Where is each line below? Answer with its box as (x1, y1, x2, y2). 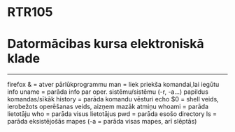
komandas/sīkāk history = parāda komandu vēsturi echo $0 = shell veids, (7, 95, 219, 104)
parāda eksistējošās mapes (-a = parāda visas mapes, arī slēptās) (7, 117, 197, 126)
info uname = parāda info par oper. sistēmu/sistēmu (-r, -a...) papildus (7, 88, 208, 96)
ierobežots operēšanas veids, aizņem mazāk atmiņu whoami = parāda (7, 102, 208, 111)
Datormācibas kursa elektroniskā (7, 36, 204, 52)
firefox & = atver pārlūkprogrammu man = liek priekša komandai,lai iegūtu (7, 81, 220, 89)
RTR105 (7, 4, 53, 20)
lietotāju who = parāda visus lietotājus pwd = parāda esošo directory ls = (7, 110, 218, 118)
